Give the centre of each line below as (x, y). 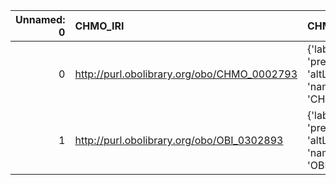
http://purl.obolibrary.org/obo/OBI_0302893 (179, 140)
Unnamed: (40, 19)
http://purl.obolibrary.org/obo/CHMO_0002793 (186, 74)
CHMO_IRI (99, 26)
